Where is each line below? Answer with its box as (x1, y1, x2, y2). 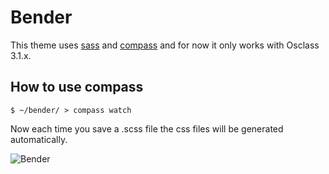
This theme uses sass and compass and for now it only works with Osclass (10, 39, 320, 51)
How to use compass (10, 79, 144, 96)
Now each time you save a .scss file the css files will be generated (10, 122, 284, 135)
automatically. (10, 133, 68, 145)
